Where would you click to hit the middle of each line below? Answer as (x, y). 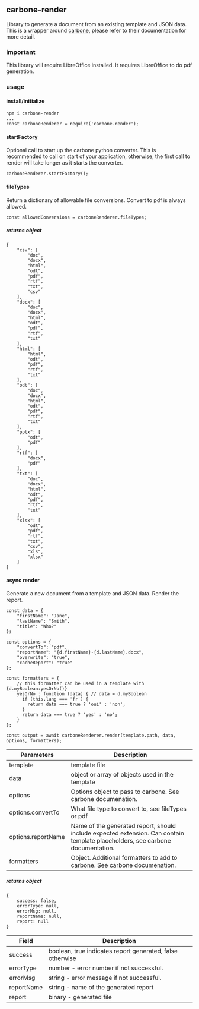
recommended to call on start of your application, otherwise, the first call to (98, 156)
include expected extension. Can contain (128, 833)
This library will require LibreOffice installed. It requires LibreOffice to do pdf (99, 65)
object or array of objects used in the (122, 774)
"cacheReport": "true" (45, 663)
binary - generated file (80, 997)
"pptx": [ (29, 432)
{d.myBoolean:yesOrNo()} (37, 689)
